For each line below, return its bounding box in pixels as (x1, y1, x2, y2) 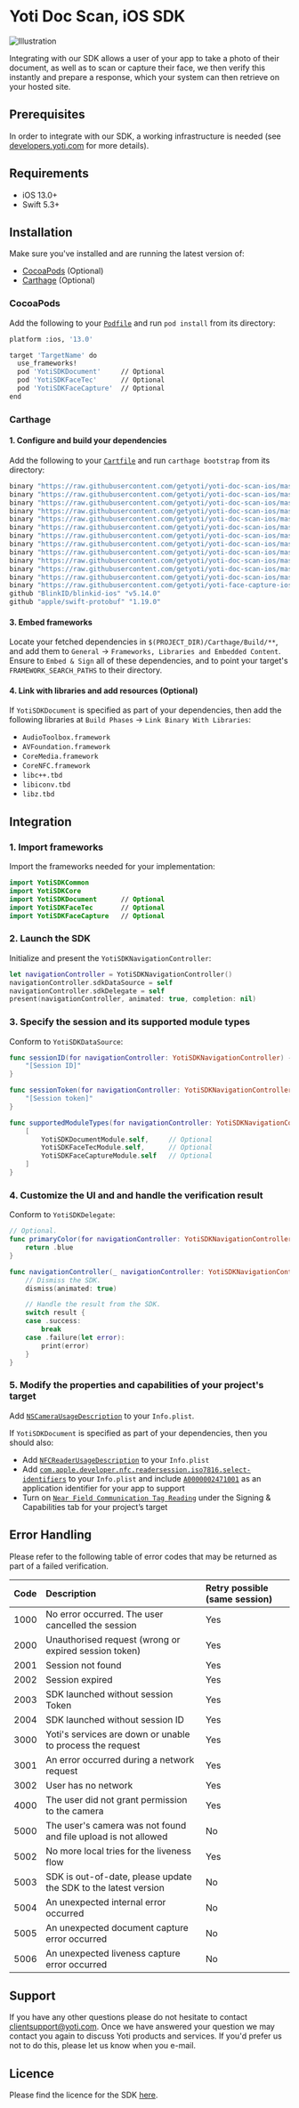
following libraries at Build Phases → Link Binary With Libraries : (9, 715, 252, 725)
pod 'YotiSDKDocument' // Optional (17, 367, 166, 376)
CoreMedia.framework (21, 752, 99, 762)
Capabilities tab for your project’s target (21, 1501, 168, 1512)
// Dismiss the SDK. (25, 1275, 101, 1285)
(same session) (206, 1593, 273, 1605)
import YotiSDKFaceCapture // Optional (9, 911, 166, 920)
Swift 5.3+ (21, 198, 61, 210)
